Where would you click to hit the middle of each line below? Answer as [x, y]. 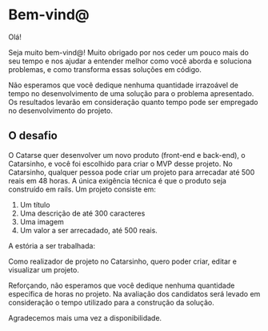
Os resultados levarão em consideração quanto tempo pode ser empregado [133, 102]
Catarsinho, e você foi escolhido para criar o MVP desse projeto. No [121, 163]
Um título [35, 204]
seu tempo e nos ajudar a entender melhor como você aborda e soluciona [130, 61]
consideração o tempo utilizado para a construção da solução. [111, 302]
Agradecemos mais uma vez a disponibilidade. [85, 317]
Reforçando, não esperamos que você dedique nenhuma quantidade [122, 285]
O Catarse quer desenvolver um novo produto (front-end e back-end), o [127, 155]
